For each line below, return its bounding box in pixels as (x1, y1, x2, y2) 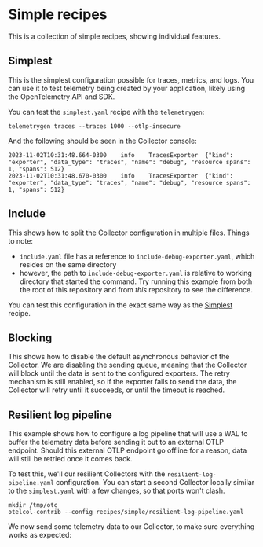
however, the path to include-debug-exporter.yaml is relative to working (19, 268, 253, 277)
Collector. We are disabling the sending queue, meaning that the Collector (8, 360, 247, 370)
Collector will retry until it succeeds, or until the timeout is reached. (8, 385, 225, 395)
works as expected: (8, 530, 72, 540)
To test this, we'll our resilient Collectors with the (8, 469, 166, 479)
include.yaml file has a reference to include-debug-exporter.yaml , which (19, 251, 255, 261)
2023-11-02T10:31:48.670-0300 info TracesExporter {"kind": (8, 171, 234, 180)
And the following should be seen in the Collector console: (8, 136, 198, 145)
